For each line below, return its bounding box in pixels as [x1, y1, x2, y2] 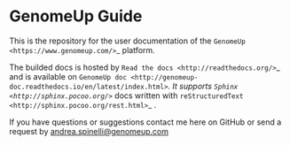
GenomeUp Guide [9, 6, 143, 27]
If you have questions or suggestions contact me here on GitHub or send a [9, 117, 282, 127]
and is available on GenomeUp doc [9, 71, 127, 81]
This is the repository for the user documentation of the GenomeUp [9, 35, 246, 46]
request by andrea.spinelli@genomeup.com [9, 126, 169, 136]
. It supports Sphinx [168, 80, 239, 91]
